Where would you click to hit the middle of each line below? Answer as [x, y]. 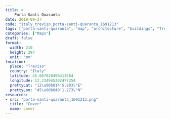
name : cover [23, 109]
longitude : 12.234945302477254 [43, 81]
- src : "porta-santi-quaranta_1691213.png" [52, 99]
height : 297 [23, 52]
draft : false [19, 38]
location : [16, 62]
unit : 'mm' [21, 57]
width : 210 [21, 48]
